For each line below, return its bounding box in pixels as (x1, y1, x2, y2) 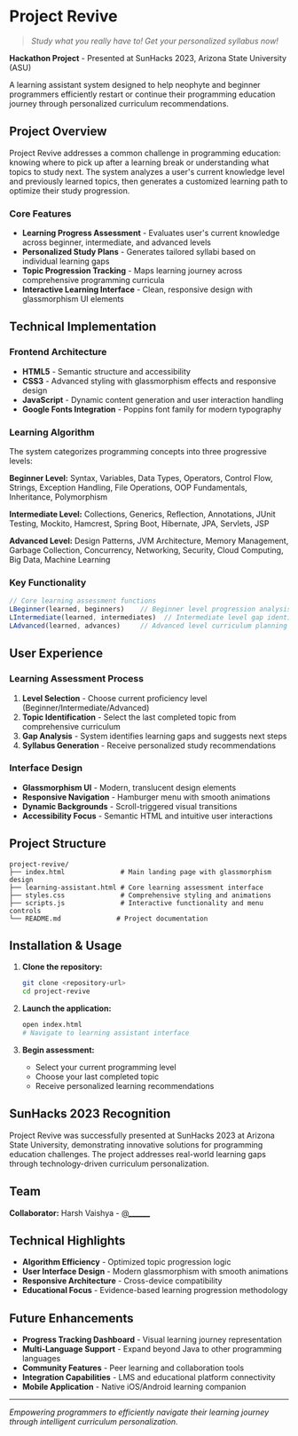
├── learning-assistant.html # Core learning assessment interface (9, 883, 264, 892)
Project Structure (9, 836, 106, 851)
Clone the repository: (21, 961, 103, 973)
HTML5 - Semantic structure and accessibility (21, 366, 191, 376)
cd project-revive (21, 987, 90, 996)
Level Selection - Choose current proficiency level (21, 692, 208, 703)
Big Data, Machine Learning (9, 555, 111, 565)
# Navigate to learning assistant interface (21, 1029, 190, 1038)
